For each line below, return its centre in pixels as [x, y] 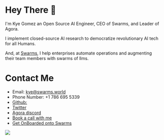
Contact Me [29, 78]
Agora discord [27, 112]
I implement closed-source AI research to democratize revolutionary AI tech [82, 38]
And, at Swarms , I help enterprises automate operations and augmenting [79, 53]
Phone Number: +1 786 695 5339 [46, 97]
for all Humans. [20, 43]
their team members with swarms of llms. [47, 58]
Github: [20, 102]
